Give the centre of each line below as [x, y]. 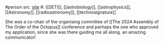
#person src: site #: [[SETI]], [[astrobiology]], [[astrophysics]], [68, 7]
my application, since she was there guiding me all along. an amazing [76, 32]
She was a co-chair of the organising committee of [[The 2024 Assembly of [82, 22]
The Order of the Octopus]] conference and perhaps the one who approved [82, 27]
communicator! [20, 37]
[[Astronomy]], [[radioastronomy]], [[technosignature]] [61, 12]
